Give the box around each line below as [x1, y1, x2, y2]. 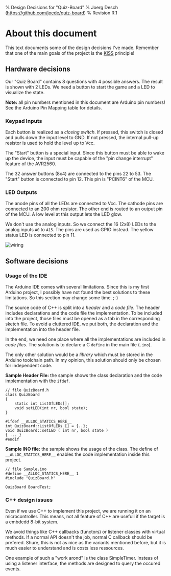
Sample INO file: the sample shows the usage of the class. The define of [5, 446, 158, 452]
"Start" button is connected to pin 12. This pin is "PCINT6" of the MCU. [5, 176, 154, 182]
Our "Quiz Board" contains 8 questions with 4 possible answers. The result [5, 78, 163, 84]
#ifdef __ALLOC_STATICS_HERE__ [5, 419, 72, 424]
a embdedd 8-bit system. [5, 519, 59, 525]
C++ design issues [5, 496, 53, 503]
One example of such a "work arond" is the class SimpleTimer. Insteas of [5, 555, 159, 561]
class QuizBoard [5, 392, 40, 397]
